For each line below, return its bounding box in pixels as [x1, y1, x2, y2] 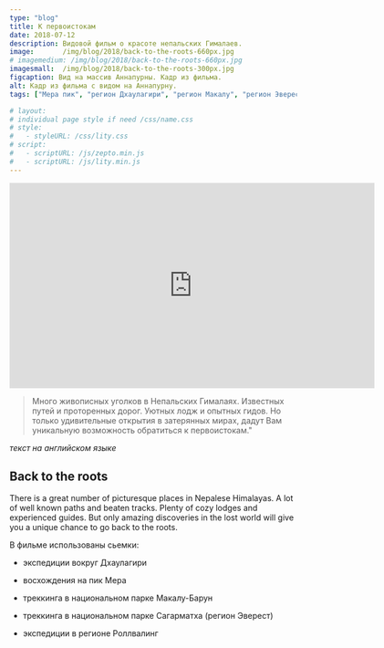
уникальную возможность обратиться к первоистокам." [31, 424, 253, 435]
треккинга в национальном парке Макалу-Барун [22, 592, 213, 603]
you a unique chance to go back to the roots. [9, 522, 178, 533]
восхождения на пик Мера [22, 575, 127, 586]
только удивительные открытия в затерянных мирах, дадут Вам [31, 414, 283, 425]
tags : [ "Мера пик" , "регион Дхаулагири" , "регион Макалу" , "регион [9, 89, 272, 99]
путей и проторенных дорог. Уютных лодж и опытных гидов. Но [31, 405, 281, 416]
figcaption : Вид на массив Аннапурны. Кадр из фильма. [9, 73, 223, 82]
